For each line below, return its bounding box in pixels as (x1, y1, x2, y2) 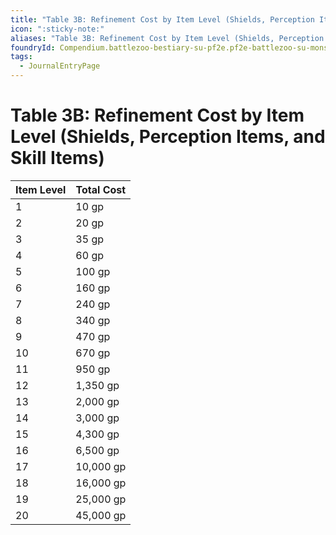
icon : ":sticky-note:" (10, 24, 105, 34)
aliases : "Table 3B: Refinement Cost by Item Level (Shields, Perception (10, 33, 325, 43)
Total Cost (75, 182, 127, 196)
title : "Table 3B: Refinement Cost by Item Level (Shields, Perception (10, 14, 315, 25)
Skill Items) (10, 147, 105, 170)
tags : (10, 52, 33, 62)
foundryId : (10, 42, 56, 53)
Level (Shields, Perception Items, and (10, 126, 326, 148)
